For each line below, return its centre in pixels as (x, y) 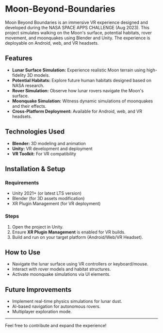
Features (19, 58)
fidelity (19, 75)
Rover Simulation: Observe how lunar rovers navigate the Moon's (78, 90)
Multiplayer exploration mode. (42, 312)
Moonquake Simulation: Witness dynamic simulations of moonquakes (82, 101)
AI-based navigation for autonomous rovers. (56, 306)
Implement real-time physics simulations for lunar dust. (67, 301)
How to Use (23, 252)
